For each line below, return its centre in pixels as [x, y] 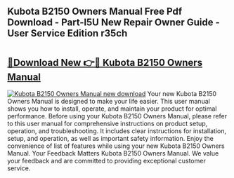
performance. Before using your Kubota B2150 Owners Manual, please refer [117, 116]
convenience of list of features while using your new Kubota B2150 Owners [116, 146]
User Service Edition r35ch [67, 33]
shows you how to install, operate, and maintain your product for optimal [112, 109]
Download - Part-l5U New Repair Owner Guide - [113, 23]
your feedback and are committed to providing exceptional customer [106, 161]
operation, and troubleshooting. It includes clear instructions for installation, [117, 131]
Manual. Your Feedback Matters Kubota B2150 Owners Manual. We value [113, 153]
